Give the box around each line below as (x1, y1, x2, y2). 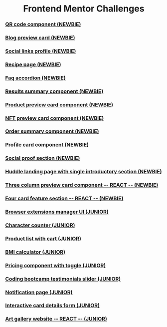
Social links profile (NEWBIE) (5, 47, 76, 54)
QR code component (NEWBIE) (5, 21, 81, 28)
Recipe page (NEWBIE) (5, 61, 61, 68)
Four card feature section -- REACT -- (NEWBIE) (5, 195, 124, 202)
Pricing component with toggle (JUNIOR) (5, 262, 106, 269)
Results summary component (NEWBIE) (5, 88, 104, 95)
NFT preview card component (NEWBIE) (5, 114, 104, 121)
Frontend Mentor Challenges (23, 3, 145, 14)
